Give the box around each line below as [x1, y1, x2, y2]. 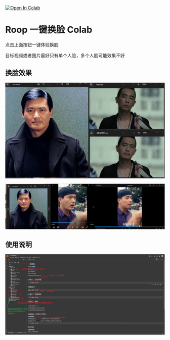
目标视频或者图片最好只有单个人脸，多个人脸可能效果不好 [5, 52, 125, 58]
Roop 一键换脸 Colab [5, 24, 93, 35]
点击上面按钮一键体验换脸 [5, 41, 59, 47]
